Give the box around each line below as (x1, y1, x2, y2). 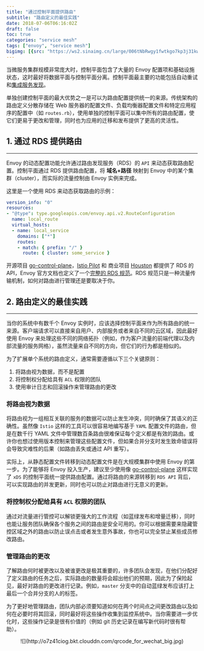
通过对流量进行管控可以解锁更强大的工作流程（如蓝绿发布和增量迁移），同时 (6, 513, 195, 520)
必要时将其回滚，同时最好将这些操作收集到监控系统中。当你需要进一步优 (16, 610, 198, 618)
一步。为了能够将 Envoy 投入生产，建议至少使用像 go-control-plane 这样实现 (6, 466, 199, 473)
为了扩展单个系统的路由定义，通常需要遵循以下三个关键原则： (6, 355, 161, 363)
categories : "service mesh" (6, 37, 78, 43)
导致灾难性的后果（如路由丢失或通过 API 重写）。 (11, 445, 132, 452)
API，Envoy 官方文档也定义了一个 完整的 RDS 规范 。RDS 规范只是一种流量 (6, 270, 191, 277)
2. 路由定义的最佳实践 (6, 296, 88, 307)
